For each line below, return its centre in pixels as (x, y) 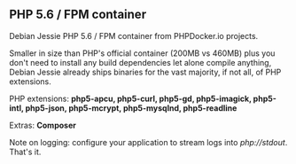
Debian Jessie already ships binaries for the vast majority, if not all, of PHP (145, 72)
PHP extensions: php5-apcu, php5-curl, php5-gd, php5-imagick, (131, 98)
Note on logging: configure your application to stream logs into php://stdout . (148, 142)
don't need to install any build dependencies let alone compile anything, (140, 62)
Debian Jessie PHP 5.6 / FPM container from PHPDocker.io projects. (134, 35)
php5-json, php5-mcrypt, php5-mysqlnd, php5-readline (131, 108)
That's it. (25, 152)
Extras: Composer (43, 125)
